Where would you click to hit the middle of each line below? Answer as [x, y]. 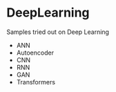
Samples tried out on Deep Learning [58, 32]
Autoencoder [35, 53]
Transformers [36, 82]
